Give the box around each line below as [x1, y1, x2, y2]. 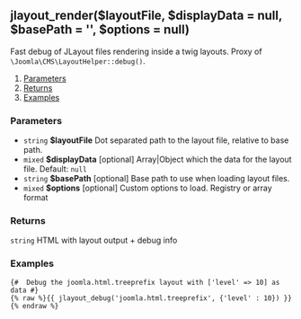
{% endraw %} [10, 301, 59, 310]
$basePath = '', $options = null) [10, 22, 190, 38]
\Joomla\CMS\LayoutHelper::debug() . [10, 55, 146, 66]
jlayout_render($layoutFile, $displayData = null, [10, 8, 282, 23]
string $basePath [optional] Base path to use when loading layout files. [22, 173, 290, 184]
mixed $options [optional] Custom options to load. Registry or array [22, 182, 272, 193]
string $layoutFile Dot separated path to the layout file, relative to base [22, 135, 289, 146]
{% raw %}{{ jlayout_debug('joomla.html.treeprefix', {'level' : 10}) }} [10, 293, 293, 303]
